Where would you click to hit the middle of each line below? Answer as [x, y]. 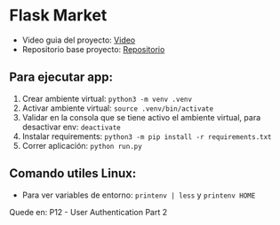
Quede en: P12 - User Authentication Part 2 [88, 212]
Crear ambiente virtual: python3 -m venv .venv [107, 98]
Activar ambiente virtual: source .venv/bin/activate [118, 108]
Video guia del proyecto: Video [79, 40]
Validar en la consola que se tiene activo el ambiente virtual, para [141, 117]
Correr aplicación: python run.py [82, 145]
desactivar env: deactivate [72, 127]
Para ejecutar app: [61, 78]
